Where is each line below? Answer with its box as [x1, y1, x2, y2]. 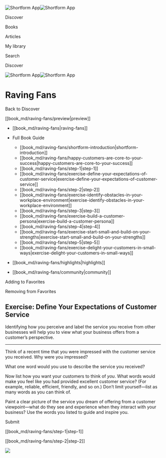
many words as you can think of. [5, 389, 72, 395]
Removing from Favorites [5, 288, 56, 294]
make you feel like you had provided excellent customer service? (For [5, 378, 147, 384]
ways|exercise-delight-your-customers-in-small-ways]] [19, 250, 133, 256]
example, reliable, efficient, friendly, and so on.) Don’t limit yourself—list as [5, 383, 158, 389]
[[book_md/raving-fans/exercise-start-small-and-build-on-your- [19, 229, 151, 234]
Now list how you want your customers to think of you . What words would [5, 373, 156, 379]
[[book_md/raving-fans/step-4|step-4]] [19, 224, 100, 229]
